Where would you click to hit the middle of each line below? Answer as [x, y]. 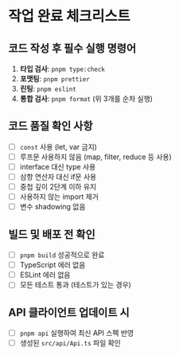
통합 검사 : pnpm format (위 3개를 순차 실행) [86, 99]
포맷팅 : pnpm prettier [54, 79]
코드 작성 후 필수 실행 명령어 [72, 48]
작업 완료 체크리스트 [70, 16]
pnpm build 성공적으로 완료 [62, 255]
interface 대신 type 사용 [58, 166]
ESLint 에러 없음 [45, 275]
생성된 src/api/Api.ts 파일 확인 [70, 343]
